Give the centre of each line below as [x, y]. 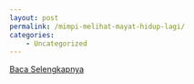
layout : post [34, 18]
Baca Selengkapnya [47, 69]
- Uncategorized [57, 43]
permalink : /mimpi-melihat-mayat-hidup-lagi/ [97, 26]
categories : [32, 35]
